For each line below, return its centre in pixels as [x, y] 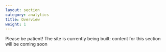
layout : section [22, 10]
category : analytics [27, 15]
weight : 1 [16, 24]
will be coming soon [26, 44]
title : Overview [22, 19]
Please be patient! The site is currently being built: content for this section [83, 39]
